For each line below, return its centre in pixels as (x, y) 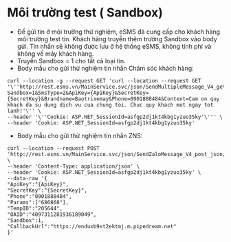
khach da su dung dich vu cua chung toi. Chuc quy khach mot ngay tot (110, 104)
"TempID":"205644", (35, 208)
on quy (210, 99)
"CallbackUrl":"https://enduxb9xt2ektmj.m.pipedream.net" (92, 226)
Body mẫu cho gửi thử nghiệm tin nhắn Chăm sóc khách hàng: (105, 68)
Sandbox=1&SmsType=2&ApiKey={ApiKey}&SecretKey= (78, 93)
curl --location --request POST (53, 148)
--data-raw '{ (27, 178)
